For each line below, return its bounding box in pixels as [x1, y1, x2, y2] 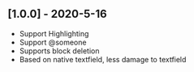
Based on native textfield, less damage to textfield [19, 54, 187, 64]
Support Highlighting [19, 28, 89, 38]
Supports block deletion [19, 45, 100, 56]
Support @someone [19, 37, 87, 47]
